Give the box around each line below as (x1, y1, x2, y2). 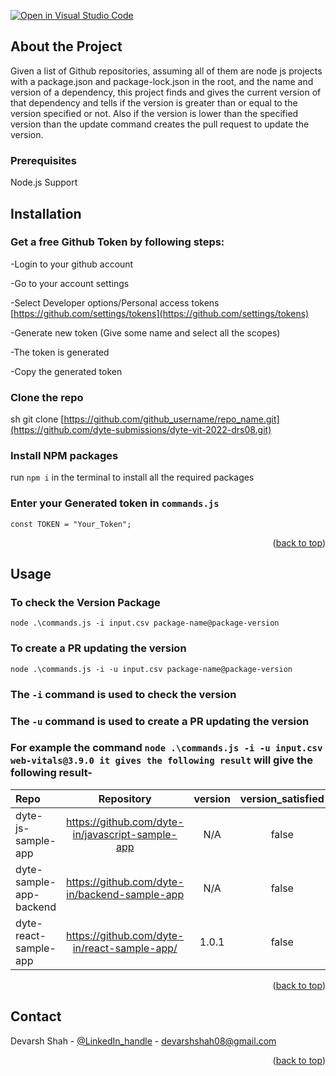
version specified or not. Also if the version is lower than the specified (10, 107, 299, 119)
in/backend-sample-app (66, 887, 185, 901)
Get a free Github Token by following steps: (10, 235, 225, 249)
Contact (10, 1008, 62, 1025)
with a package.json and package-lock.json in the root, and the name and (10, 75, 314, 87)
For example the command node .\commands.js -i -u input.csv (10, 741, 323, 755)
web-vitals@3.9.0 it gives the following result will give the (10, 753, 313, 767)
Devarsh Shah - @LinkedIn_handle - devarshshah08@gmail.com (10, 1035, 277, 1047)
